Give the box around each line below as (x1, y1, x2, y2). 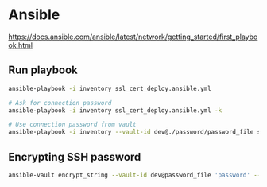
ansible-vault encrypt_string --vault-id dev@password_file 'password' (8, 171, 250, 179)
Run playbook (8, 64, 78, 77)
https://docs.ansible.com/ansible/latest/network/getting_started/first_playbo (8, 32, 258, 41)
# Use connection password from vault (8, 121, 137, 129)
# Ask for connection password (8, 99, 112, 107)
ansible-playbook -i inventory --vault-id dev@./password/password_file (8, 128, 254, 136)
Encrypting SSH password (8, 150, 141, 164)
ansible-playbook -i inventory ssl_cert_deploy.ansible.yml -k (8, 106, 222, 115)
